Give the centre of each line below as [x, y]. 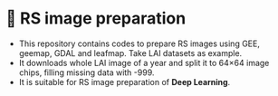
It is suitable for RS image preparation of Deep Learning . [125, 82]
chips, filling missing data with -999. [86, 72]
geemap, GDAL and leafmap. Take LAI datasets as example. [130, 53]
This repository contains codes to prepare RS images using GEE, [139, 43]
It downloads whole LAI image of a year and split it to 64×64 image [144, 62]
